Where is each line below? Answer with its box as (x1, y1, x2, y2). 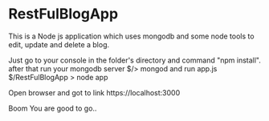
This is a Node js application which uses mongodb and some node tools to (8, 31, 255, 41)
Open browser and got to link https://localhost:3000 (8, 87, 181, 97)
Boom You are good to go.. (8, 103, 97, 113)
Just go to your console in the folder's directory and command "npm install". (8, 55, 261, 65)
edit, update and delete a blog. (8, 39, 110, 49)
